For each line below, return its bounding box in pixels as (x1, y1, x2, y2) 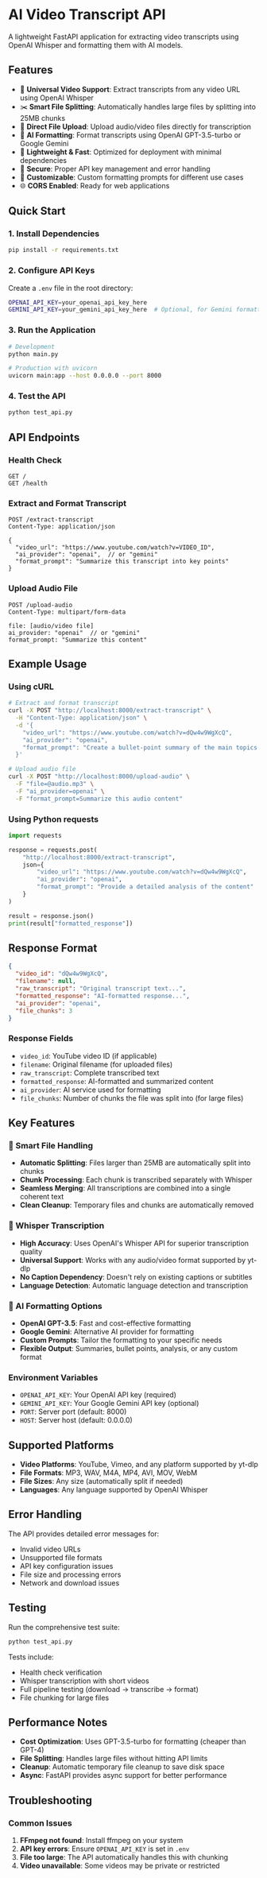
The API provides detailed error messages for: (8, 1528, 160, 1539)
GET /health (8, 479, 48, 488)
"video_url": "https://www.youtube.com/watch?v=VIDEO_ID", (15, 544, 215, 552)
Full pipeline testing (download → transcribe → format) (19, 1684, 199, 1694)
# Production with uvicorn (8, 364, 98, 373)
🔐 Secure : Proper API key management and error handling (19, 164, 211, 173)
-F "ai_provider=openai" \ (15, 787, 105, 796)
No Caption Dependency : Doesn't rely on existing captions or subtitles (19, 1272, 253, 1281)
